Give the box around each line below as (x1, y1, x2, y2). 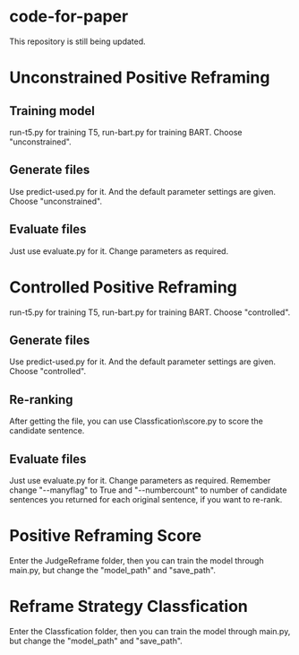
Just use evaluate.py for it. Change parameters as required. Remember (9, 475, 271, 485)
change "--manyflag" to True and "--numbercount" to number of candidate (9, 485, 287, 495)
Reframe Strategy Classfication (9, 597, 249, 616)
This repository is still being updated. (9, 36, 146, 47)
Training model (9, 103, 96, 118)
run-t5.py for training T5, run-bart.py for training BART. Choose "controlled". (9, 307, 291, 318)
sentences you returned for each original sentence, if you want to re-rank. (9, 493, 283, 504)
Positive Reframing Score (9, 526, 202, 546)
